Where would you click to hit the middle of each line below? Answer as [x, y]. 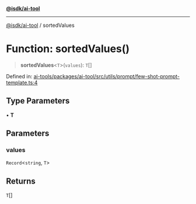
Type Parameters [38, 101]
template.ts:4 [22, 82]
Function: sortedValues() [68, 49]
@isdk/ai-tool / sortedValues [40, 25]
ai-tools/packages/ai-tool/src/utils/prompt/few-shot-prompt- [106, 76]
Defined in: [19, 76]
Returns [21, 181]
